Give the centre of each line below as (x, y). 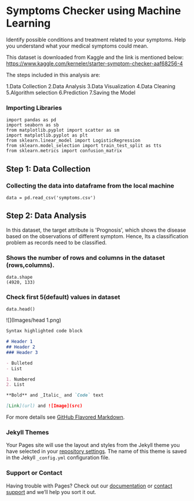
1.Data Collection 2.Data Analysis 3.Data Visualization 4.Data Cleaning (91, 86)
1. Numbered (21, 379)
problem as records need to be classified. (56, 242)
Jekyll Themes (28, 432)
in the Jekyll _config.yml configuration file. (58, 457)
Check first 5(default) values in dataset (63, 297)
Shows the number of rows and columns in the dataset (86, 258)
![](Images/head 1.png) (34, 320)
